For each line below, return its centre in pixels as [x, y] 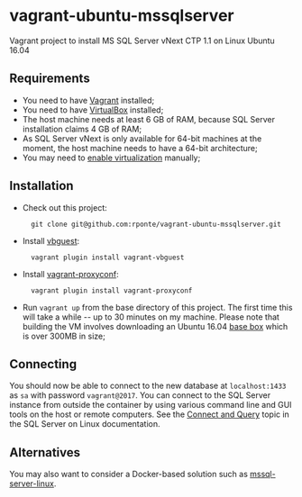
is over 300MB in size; [64, 336]
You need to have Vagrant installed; [88, 100]
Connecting [43, 364]
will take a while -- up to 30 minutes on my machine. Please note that [151, 317]
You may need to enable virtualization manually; [111, 158]
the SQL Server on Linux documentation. [85, 424]
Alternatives [45, 452]
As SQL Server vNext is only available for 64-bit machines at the [142, 138]
